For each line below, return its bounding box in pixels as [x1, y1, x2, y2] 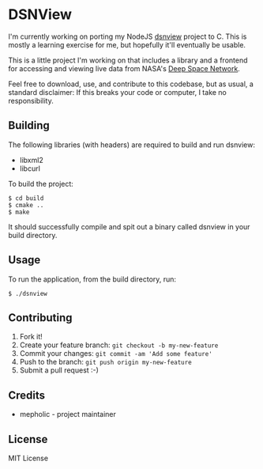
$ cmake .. [8, 201, 44, 209]
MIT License [8, 453, 49, 463]
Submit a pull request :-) [19, 365, 99, 375]
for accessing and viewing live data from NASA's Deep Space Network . [8, 63, 241, 73]
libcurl [19, 164, 41, 173]
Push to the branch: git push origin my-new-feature [19, 357, 192, 367]
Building [8, 119, 50, 132]
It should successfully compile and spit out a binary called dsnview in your [8, 221, 250, 231]
